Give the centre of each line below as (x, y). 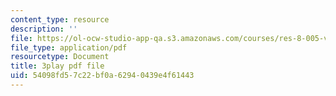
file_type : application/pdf (69, 47)
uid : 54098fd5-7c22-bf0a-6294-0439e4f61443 (102, 76)
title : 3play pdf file (57, 66)
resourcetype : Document (60, 57)
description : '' (44, 29)
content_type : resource (60, 19)
